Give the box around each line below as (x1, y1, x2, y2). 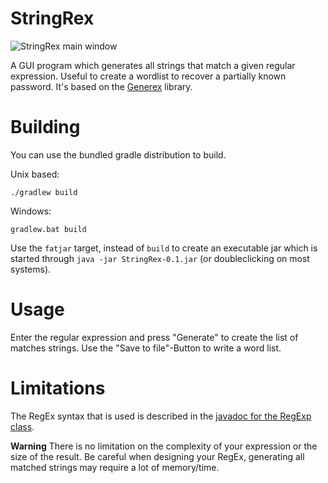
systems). (10, 263, 52, 275)
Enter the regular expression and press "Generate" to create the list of (10, 331, 299, 343)
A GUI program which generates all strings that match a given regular (10, 59, 296, 71)
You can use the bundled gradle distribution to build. (10, 148, 227, 161)
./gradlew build (10, 187, 78, 197)
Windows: (10, 205, 52, 217)
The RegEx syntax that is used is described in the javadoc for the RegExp (10, 410, 312, 422)
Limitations (10, 377, 106, 399)
